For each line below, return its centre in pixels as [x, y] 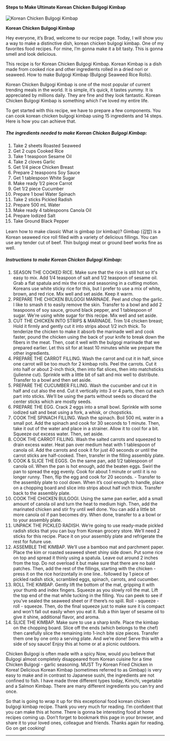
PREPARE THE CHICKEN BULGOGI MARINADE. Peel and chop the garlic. [88, 300]
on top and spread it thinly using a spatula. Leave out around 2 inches [86, 558]
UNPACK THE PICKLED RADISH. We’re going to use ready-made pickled [88, 526]
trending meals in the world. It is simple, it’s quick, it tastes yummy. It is [79, 90]
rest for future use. [33, 542]
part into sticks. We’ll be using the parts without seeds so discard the [85, 396]
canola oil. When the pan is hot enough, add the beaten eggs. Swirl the [87, 466]
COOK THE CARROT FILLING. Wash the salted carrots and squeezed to [87, 439]
